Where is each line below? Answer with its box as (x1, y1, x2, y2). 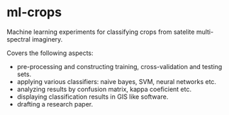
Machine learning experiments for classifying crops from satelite (6, 28, 195, 36)
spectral (6, 35, 31, 43)
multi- (196, 28, 214, 36)
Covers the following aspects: (6, 49, 94, 57)
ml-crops (6, 4, 62, 20)
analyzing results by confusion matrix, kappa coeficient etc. (16, 85, 192, 93)
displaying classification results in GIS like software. (16, 92, 169, 101)
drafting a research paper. (16, 99, 94, 108)
